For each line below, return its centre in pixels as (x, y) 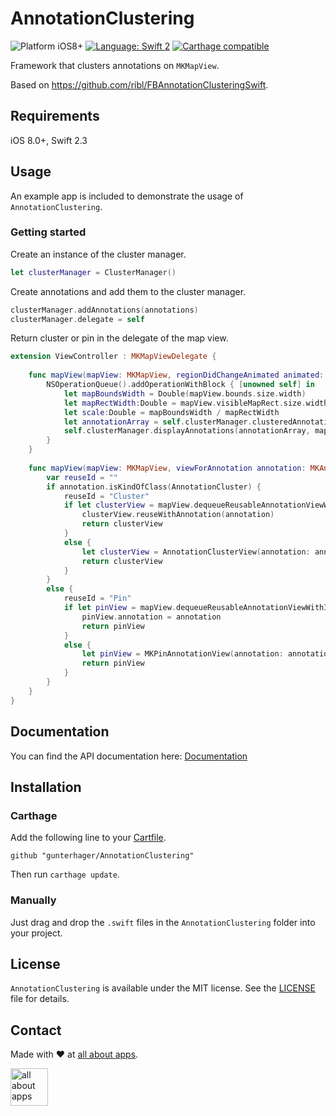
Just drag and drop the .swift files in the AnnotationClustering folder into (163, 922)
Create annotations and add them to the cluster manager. (128, 291)
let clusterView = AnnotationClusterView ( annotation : (196, 552)
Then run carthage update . (65, 874)
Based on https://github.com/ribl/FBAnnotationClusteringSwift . (139, 84)
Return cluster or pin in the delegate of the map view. (119, 338)
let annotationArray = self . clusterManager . (158, 422)
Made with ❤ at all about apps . (74, 1054)
